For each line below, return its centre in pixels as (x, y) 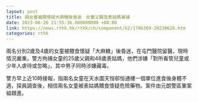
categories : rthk (27, 34)
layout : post (22, 11)
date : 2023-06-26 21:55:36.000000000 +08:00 (62, 22)
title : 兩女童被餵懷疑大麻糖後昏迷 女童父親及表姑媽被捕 (68, 17)
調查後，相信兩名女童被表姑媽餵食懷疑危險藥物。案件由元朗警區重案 (109, 85)
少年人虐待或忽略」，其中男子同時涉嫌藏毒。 (59, 66)
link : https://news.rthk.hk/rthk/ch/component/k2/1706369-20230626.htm (96, 28)
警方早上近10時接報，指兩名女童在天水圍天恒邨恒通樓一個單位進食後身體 (94, 78)
